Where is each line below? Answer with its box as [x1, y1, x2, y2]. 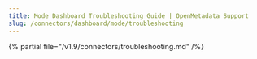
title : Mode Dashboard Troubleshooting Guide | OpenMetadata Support [8, 11, 250, 20]
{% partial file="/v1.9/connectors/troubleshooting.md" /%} [8, 41, 205, 51]
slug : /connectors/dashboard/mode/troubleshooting [8, 19, 184, 27]
